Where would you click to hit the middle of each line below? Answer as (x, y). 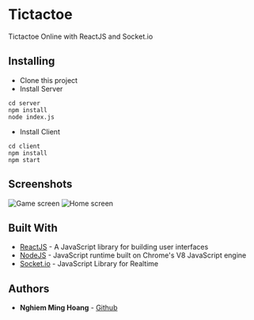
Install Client (40, 131)
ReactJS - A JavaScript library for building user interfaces (114, 247)
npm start (25, 160)
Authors (29, 289)
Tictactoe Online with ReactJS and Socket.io (81, 36)
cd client (25, 146)
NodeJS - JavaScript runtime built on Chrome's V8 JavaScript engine (133, 255)
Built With (33, 228)
